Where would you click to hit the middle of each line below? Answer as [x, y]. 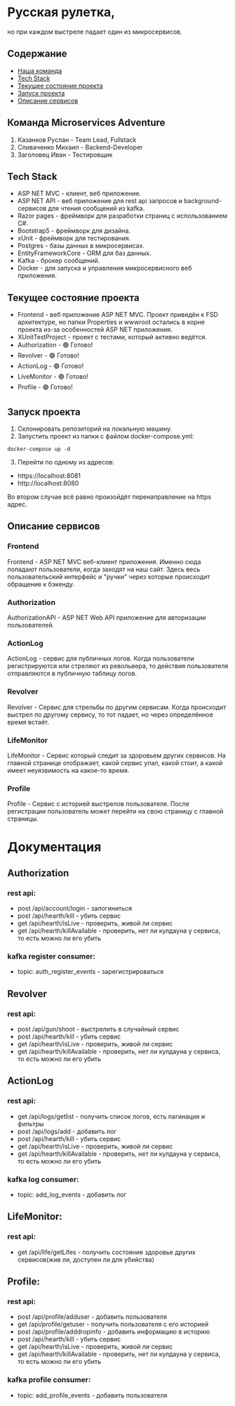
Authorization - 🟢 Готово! [55, 345]
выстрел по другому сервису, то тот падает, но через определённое [110, 715]
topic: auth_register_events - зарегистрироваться [90, 972]
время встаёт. [28, 722]
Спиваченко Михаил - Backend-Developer [80, 147]
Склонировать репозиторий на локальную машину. [95, 429]
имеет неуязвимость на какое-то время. [68, 770]
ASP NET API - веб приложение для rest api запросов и [100, 201]
